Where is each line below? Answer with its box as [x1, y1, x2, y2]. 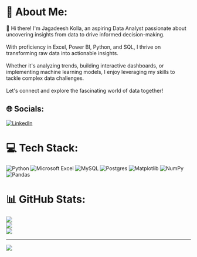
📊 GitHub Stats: [6, 192, 86, 206]
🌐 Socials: [6, 104, 45, 114]
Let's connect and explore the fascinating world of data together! [6, 87, 164, 94]
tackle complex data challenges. [6, 75, 84, 82]
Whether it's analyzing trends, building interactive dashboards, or [6, 62, 164, 69]
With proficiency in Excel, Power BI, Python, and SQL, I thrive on [6, 43, 161, 50]
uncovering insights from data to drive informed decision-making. [6, 31, 165, 38]
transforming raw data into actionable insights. [6, 49, 118, 56]
